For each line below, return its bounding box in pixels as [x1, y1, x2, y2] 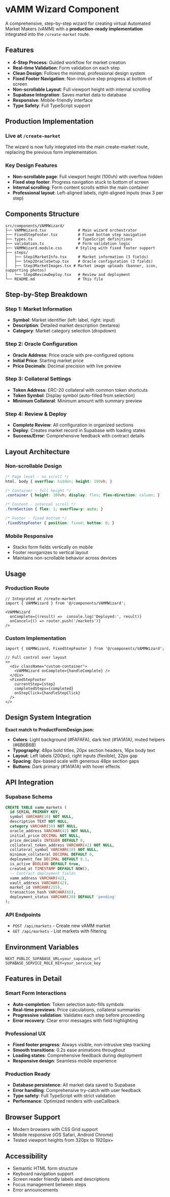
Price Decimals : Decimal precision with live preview [12, 363, 122, 369]
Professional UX [5, 1030, 46, 1037]
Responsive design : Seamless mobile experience [12, 1058, 117, 1064]
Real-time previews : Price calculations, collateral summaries [12, 1006, 141, 1013]
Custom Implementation [5, 634, 66, 641]
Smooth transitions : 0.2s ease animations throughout [12, 1047, 125, 1053]
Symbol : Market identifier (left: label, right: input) [12, 317, 115, 323]
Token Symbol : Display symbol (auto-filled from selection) [12, 392, 135, 398]
